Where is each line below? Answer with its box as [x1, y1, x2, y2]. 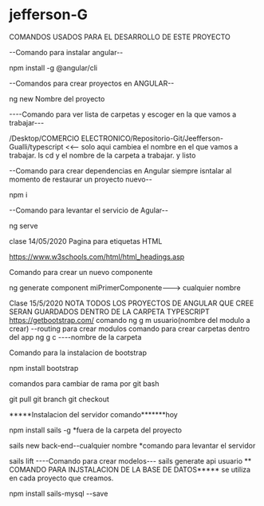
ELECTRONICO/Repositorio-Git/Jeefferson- [81, 133, 224, 143]
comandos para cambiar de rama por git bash [9, 378, 160, 388]
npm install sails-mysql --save [9, 488, 108, 498]
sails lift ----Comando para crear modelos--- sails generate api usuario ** [9, 456, 252, 465]
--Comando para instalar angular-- [9, 47, 124, 57]
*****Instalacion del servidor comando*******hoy [9, 409, 178, 419]
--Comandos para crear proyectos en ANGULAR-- [9, 78, 175, 88]
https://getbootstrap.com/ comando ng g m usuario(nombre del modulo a [9, 315, 250, 325]
